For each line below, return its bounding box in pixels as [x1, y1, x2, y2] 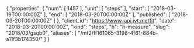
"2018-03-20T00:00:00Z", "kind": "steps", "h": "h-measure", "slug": [6, 23, 170, 30]
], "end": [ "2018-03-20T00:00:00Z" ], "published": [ [43, 11, 171, 18]
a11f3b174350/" [6, 36, 43, 42]
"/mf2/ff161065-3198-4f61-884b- [78, 29, 158, 36]
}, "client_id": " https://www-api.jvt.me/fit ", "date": [56, 17, 176, 24]
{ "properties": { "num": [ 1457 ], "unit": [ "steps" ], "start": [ [6, 5, 150, 12]
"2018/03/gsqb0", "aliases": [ [6, 29, 77, 36]
